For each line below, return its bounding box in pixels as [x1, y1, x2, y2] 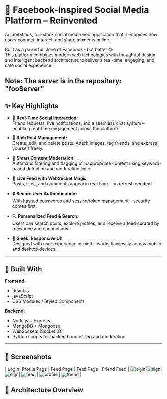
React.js [12, 287, 29, 293]
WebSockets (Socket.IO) [12, 328, 63, 334]
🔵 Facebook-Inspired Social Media [5, 4, 149, 16]
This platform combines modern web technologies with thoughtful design [5, 52, 156, 58]
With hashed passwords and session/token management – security [12, 198, 150, 204]
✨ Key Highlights [5, 102, 59, 110]
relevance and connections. [12, 226, 70, 232]
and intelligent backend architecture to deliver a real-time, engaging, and [5, 57, 155, 63]
